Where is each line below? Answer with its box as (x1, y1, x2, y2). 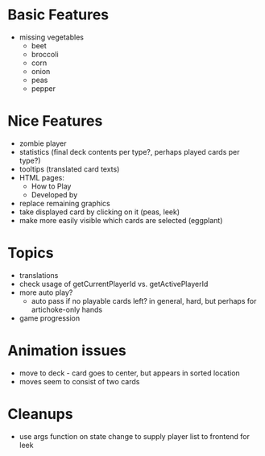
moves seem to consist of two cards (19, 376, 140, 386)
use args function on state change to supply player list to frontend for (19, 431, 251, 441)
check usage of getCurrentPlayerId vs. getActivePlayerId (19, 279, 209, 288)
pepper (31, 83, 56, 93)
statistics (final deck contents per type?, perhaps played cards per (19, 147, 240, 156)
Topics (7, 244, 54, 263)
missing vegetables (19, 32, 84, 42)
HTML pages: (19, 172, 65, 182)
